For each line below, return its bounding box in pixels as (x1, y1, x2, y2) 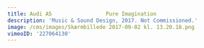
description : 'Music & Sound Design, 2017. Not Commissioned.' (7, 17, 198, 24)
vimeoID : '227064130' (7, 30, 72, 37)
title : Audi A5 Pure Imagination (7, 10, 157, 18)
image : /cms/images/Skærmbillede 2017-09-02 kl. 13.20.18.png (7, 23, 195, 30)
